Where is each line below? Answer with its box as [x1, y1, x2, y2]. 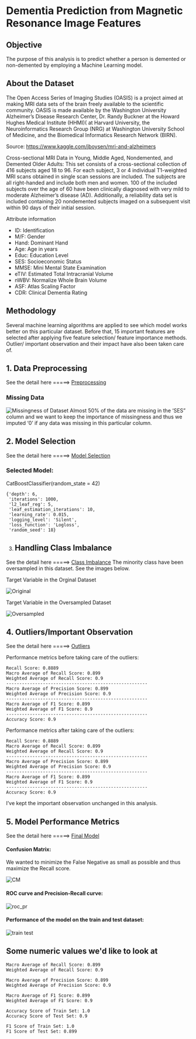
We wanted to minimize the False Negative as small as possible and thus [6, 859, 181, 866]
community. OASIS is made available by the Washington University [6, 107, 167, 114]
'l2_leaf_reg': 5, [8, 501, 54, 507]
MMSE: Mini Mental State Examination [14, 264, 106, 271]
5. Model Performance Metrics [6, 816, 120, 827]
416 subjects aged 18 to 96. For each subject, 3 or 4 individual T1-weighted [6, 166, 187, 173]
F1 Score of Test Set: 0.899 [6, 1028, 77, 1034]
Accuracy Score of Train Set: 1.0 [6, 1008, 91, 1014]
